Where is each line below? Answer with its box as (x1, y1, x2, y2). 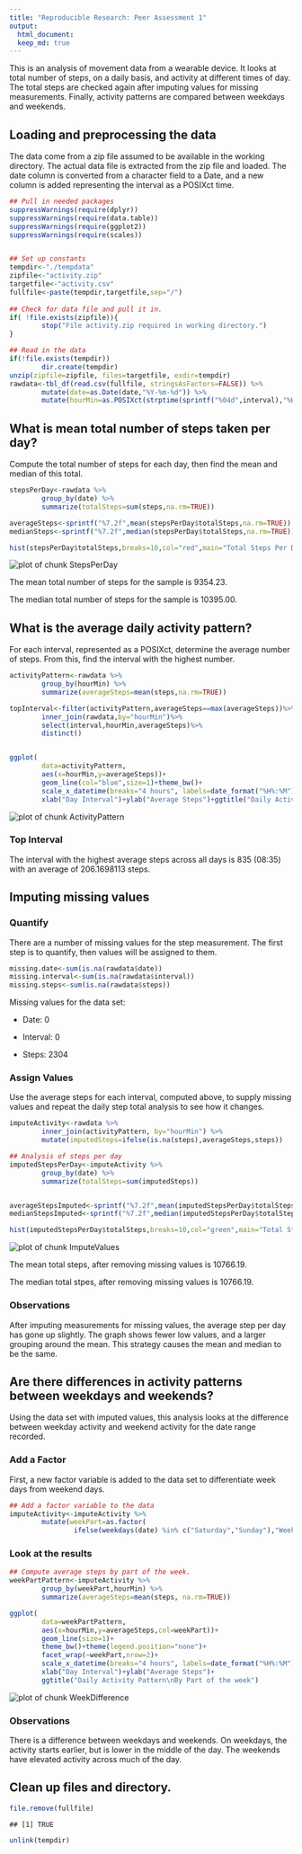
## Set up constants (9, 254, 87, 263)
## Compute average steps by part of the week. (9, 1567, 191, 1577)
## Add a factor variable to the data (9, 1501, 155, 1510)
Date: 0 (22, 1015, 50, 1025)
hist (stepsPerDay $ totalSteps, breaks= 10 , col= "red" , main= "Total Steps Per (9, 543, 288, 553)
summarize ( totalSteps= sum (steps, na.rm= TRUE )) (41, 502, 216, 511)
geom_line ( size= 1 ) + (41, 1634, 115, 1643)
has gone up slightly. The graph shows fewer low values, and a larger (9, 1329, 267, 1340)
